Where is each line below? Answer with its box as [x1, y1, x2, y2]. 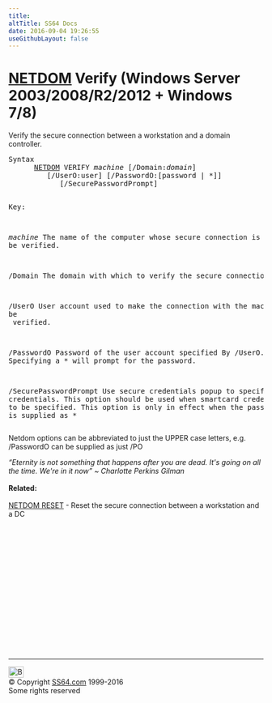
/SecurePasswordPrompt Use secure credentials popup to [8, 386, 235, 396]
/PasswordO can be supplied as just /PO [8, 442, 143, 452]
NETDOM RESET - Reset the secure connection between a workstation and [8, 501, 260, 510]
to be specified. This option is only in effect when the [8, 403, 244, 412]
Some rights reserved [8, 686, 81, 696]
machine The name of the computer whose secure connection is [8, 232, 261, 242]
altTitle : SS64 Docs [8, 19, 79, 28]
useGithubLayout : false [8, 34, 89, 43]
